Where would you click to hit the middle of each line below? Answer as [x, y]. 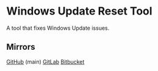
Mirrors [21, 47]
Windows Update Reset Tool [79, 11]
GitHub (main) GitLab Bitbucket [45, 61]
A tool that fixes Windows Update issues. [58, 28]
